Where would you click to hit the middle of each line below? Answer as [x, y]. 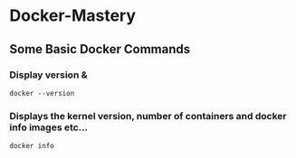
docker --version [42, 93]
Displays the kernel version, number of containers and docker [148, 116]
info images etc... [49, 127]
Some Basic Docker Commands [100, 49]
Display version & [48, 75]
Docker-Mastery [73, 16]
